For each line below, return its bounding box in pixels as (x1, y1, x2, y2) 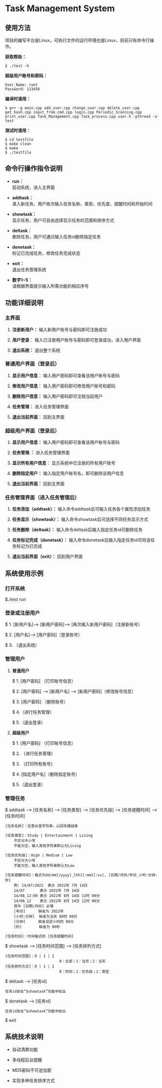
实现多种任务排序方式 (12, 1077, 55, 1083)
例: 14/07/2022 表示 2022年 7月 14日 (14, 883, 88, 888)
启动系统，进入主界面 (12, 184, 55, 190)
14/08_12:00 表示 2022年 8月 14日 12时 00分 (14, 893, 100, 898)
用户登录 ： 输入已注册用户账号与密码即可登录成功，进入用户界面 (12, 337, 141, 343)
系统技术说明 (5, 1032, 44, 1041)
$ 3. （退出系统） (5, 642, 40, 648)
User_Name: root (5, 82, 38, 87)
